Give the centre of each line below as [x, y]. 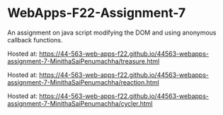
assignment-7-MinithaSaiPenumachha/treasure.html [84, 61]
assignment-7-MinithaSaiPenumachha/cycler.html [80, 103]
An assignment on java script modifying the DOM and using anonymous [112, 32]
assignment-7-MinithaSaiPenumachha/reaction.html [83, 82]
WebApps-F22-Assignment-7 [97, 13]
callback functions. [35, 40]
